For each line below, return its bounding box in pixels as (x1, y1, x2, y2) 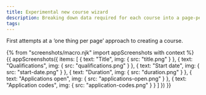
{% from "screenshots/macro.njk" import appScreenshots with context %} (6, 49, 194, 56)
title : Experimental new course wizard (6, 9, 109, 15)
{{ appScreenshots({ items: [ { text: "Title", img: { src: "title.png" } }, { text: (6, 56, 193, 63)
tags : (6, 20, 20, 26)
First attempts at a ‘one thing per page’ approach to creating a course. (6, 37, 183, 45)
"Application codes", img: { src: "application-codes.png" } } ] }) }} (6, 82, 172, 89)
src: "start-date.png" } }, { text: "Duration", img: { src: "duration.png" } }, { (6, 69, 192, 76)
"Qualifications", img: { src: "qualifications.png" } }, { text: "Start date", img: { (6, 62, 200, 69)
